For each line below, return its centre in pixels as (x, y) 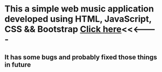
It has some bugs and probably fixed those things (81, 57)
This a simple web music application (79, 9)
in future (18, 65)
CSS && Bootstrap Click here (63, 29)
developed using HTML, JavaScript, (78, 19)
